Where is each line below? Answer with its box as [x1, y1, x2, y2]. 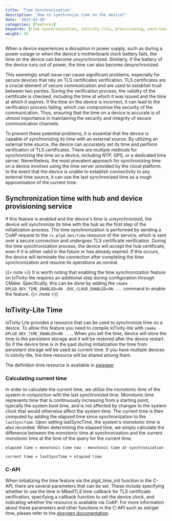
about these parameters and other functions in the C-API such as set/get [5, 505, 159, 511]
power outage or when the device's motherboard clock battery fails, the [5, 51, 157, 57]
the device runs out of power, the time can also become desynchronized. [5, 62, 160, 68]
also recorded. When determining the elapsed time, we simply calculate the [5, 424, 165, 430]
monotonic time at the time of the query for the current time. [5, 435, 133, 441]
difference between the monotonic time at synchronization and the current [5, 429, 163, 436]
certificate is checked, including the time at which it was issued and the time [5, 93, 166, 99]
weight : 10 [5, 31, 29, 36]
